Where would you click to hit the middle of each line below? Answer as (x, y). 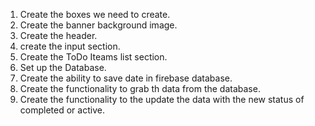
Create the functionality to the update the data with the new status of (162, 99)
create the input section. (70, 46)
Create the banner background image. (98, 25)
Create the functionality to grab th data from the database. (140, 88)
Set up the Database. (63, 67)
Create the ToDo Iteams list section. (93, 57)
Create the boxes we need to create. (95, 14)
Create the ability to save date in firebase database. (126, 78)
